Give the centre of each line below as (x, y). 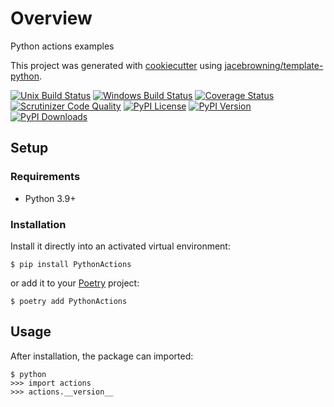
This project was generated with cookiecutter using (116, 65)
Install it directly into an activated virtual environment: (120, 246)
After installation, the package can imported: (102, 356)
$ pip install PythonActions (71, 264)
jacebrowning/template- (274, 65)
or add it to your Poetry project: (75, 283)
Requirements (45, 177)
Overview (51, 18)
